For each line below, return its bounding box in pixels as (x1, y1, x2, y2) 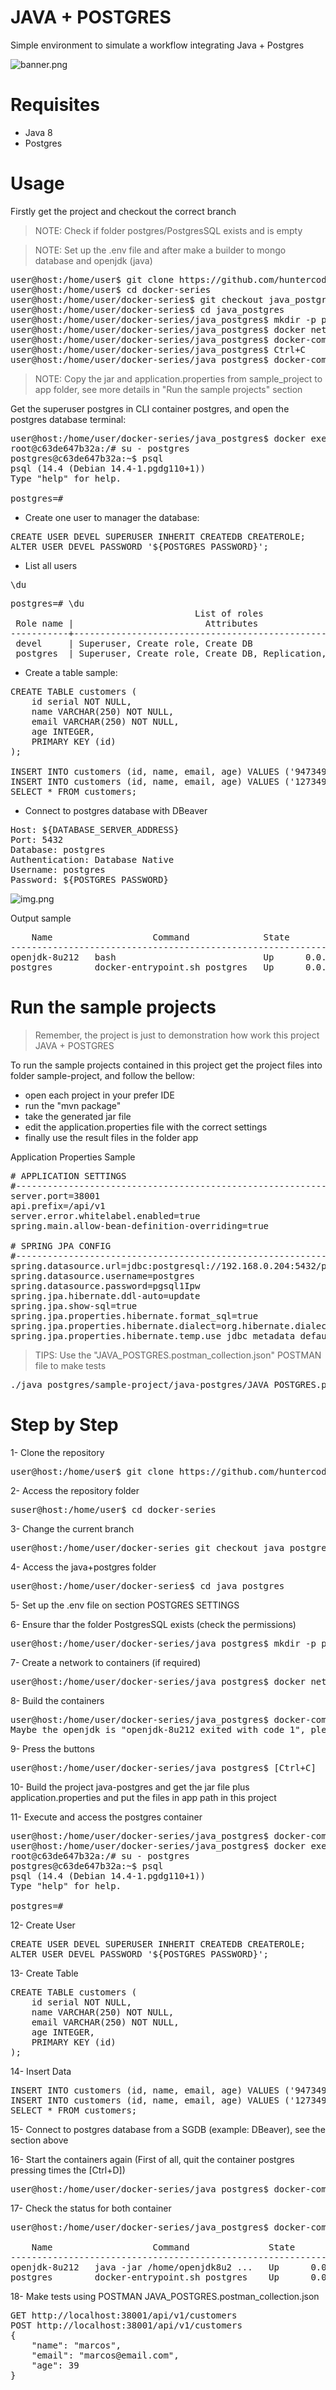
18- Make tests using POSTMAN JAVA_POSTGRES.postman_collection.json (10, 2290, 320, 2302)
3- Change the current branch (10, 1522, 135, 1535)
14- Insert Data (10, 2065, 72, 2077)
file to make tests (34, 1359, 107, 1371)
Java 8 (24, 126, 53, 138)
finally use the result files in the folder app (24, 1131, 199, 1143)
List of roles (194, 607, 264, 619)
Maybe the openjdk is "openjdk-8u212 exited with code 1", (10, 1724, 307, 1735)
